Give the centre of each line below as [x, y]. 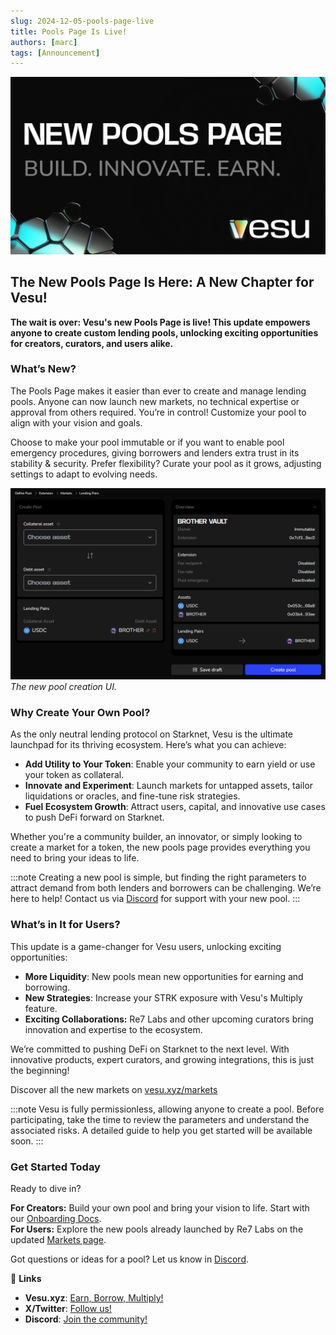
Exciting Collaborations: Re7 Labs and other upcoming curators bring [169, 1019]
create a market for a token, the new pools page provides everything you [160, 847]
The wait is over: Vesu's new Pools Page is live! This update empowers [160, 322]
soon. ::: [27, 1141]
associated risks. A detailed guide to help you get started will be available [161, 1130]
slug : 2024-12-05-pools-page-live [82, 21]
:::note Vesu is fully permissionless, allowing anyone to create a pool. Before [167, 1109]
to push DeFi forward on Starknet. [94, 817]
